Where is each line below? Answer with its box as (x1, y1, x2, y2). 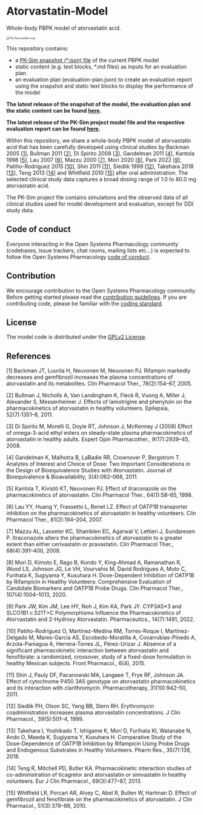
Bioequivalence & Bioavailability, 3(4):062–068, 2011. (6, 473, 138, 480)
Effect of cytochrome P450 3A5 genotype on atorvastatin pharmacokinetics (6, 678, 196, 685)
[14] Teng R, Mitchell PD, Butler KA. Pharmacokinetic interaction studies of (6, 765, 192, 772)
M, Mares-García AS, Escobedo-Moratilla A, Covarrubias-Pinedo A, (28, 634, 197, 641)
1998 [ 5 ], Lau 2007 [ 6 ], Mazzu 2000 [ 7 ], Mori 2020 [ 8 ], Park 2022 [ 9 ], (6, 156, 182, 163)
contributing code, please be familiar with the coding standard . (6, 300, 164, 307)
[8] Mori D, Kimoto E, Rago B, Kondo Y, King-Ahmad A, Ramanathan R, (6, 559, 182, 566)
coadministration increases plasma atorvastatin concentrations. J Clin (6, 709, 181, 716)
